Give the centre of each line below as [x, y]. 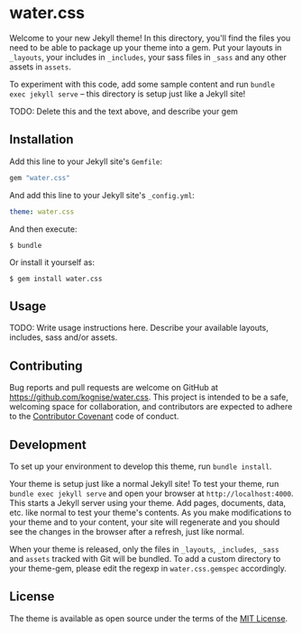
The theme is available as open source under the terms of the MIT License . [149, 618]
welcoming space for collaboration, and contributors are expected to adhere [151, 407]
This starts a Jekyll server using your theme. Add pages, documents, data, [148, 502]
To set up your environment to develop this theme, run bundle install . [141, 466]
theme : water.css [42, 211]
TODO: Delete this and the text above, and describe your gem [124, 111]
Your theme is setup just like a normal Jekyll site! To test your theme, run [144, 483]
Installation [41, 139]
